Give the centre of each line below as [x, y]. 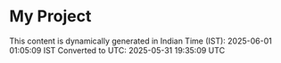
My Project [50, 16]
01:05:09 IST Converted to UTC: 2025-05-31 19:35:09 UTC [117, 50]
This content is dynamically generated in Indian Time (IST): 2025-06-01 [140, 41]
